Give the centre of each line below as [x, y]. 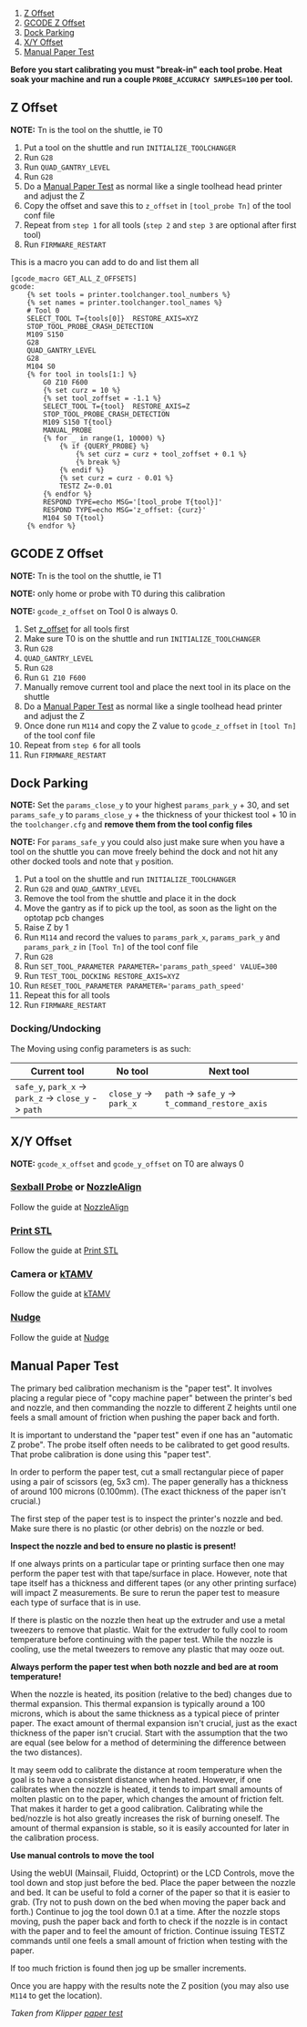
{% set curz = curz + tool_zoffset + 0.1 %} [161, 454]
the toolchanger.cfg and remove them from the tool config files [132, 825]
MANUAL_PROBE [68, 430]
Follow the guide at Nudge [60, 1337]
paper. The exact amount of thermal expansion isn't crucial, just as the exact [154, 1723]
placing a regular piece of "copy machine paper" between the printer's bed [151, 1397]
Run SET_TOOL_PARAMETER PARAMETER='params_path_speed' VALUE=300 [150, 966]
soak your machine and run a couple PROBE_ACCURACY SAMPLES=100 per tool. [152, 79]
